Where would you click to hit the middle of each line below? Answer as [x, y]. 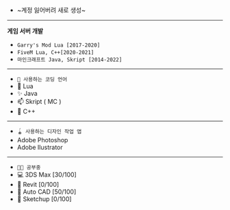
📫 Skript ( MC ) [39, 102]
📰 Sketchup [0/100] [44, 199]
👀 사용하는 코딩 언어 [42, 79]
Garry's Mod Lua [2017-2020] [59, 45]
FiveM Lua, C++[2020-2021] [55, 53]
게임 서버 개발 [25, 31]
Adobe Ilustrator [40, 147]
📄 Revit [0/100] [38, 184]
